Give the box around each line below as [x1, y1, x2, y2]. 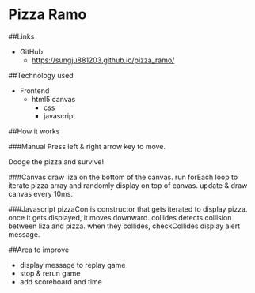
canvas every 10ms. [8, 189, 74, 198]
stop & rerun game [19, 269, 81, 278]
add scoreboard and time [19, 276, 103, 286]
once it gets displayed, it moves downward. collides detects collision [8, 212, 232, 222]
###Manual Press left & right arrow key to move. [8, 141, 166, 151]
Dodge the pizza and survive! [8, 156, 105, 167]
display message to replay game [19, 260, 126, 269]
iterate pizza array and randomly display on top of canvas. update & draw [8, 180, 248, 190]
